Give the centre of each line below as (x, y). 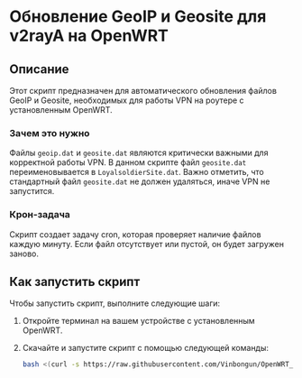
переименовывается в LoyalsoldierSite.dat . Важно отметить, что (137, 172)
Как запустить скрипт (75, 281)
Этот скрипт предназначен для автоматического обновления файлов (143, 91)
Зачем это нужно (50, 133)
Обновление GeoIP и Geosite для (138, 17)
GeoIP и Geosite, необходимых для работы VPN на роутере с (127, 100)
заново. (24, 254)
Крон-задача (40, 215)
